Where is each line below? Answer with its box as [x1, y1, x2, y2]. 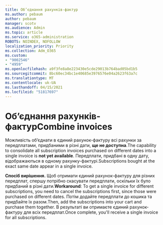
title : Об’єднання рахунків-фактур [5, 7, 78, 12]
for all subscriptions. [5, 215, 47, 221]
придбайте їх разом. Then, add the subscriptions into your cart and [5, 199, 142, 205]
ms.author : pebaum [5, 12, 43, 17]
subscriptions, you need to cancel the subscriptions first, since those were [5, 189, 157, 195]
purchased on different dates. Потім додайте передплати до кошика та [5, 194, 152, 199]
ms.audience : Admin [5, 26, 45, 30]
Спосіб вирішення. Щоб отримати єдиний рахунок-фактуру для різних [5, 173, 155, 179]
